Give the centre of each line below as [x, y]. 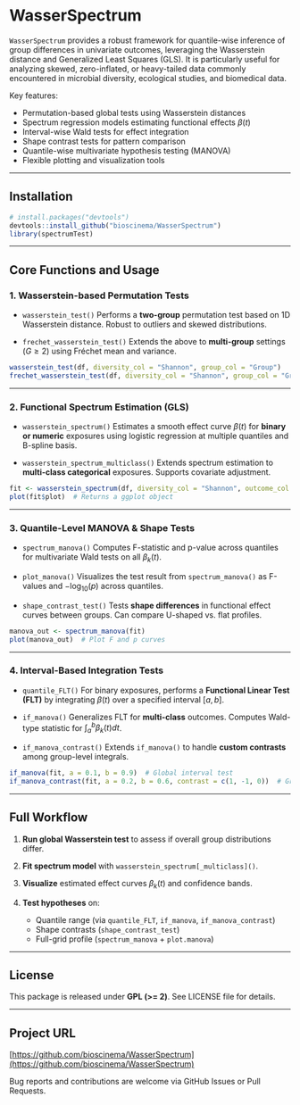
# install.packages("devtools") [69, 217]
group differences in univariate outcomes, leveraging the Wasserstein [137, 49]
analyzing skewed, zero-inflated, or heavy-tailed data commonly [128, 69]
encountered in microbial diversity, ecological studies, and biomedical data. [148, 78]
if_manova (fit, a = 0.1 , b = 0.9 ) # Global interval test [121, 773]
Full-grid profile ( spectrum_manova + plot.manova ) [125, 939]
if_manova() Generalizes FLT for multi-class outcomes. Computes [144, 717]
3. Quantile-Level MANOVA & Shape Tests [102, 528]
